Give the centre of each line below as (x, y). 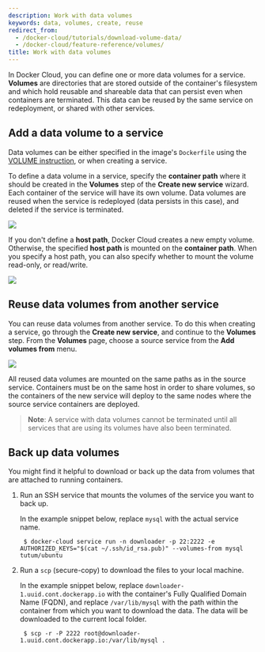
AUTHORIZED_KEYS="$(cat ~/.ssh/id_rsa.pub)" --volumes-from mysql (131, 549)
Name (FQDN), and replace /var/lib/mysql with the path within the (129, 602)
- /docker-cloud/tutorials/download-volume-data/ (98, 38)
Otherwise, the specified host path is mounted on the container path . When (132, 248)
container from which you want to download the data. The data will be (134, 611)
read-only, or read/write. (48, 265)
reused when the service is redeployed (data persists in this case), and (124, 201)
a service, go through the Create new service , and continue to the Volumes (132, 332)
